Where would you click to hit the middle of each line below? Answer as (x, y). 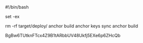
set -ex (12, 16)
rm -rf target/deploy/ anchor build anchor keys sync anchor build (71, 26)
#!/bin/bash (17, 7)
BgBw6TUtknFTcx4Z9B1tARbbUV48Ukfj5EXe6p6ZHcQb (63, 35)
